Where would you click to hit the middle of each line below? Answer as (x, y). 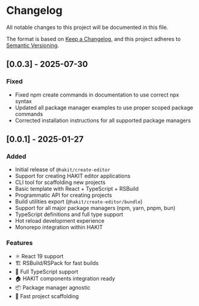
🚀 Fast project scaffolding (47, 296)
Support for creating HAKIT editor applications (73, 176)
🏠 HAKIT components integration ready (65, 278)
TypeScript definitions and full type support (69, 214)
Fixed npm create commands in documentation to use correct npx (97, 95)
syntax (23, 101)
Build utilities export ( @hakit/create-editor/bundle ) (79, 202)
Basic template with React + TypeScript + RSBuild (77, 189)
